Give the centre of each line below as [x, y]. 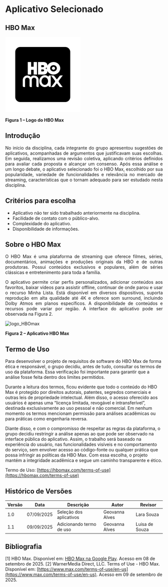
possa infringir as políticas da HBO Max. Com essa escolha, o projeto [76, 455]
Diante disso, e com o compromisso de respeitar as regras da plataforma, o [83, 428]
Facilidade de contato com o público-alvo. [56, 218]
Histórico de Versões [39, 491]
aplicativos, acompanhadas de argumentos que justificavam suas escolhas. [84, 153]
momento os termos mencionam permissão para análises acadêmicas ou [80, 413]
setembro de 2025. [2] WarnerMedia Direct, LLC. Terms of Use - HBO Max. [82, 564]
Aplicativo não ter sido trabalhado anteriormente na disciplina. [76, 213]
